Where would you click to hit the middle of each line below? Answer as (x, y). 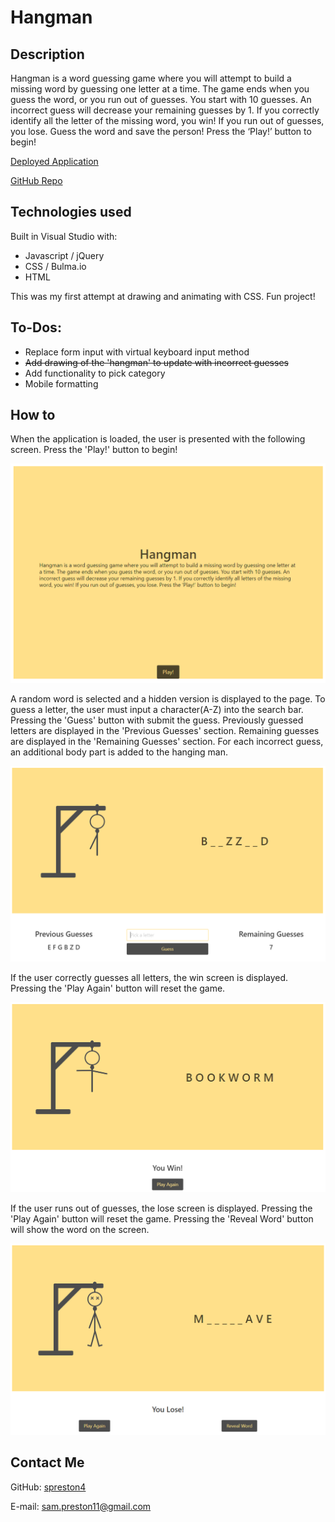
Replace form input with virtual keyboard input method (137, 352)
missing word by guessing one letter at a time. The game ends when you (160, 89)
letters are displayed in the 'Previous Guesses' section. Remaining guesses (165, 730)
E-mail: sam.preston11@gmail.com (81, 1506)
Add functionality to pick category (95, 373)
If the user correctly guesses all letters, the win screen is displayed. (149, 977)
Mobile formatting (61, 383)
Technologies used (71, 212)
